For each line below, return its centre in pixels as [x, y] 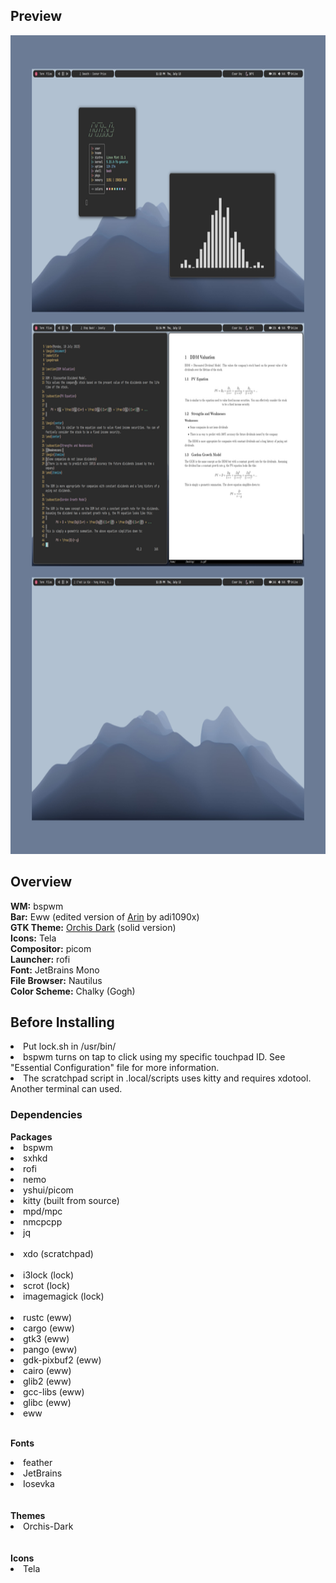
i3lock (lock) [49, 1275]
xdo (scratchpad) [58, 1253]
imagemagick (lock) [64, 1296]
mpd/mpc [43, 1211]
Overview [41, 882]
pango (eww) [50, 1349]
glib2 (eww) [47, 1381]
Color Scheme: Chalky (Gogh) [73, 991]
